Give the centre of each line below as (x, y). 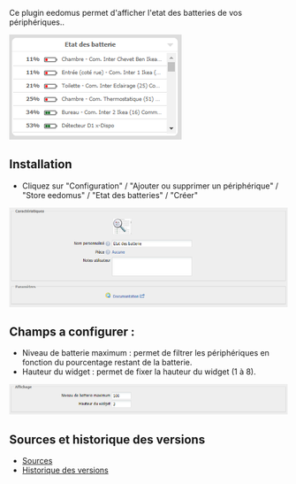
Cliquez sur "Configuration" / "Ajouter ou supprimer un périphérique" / (150, 186)
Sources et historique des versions (107, 439)
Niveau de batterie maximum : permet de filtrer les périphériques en (145, 353)
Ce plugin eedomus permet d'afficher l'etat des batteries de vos (126, 13)
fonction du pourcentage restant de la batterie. (107, 363)
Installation (41, 164)
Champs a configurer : (72, 331)
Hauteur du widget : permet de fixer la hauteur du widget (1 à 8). (139, 372)
